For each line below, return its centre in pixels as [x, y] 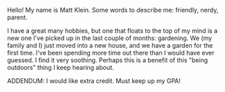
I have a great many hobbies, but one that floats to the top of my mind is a [112, 31]
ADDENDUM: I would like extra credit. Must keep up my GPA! [94, 81]
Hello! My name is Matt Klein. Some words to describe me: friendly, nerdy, [113, 10]
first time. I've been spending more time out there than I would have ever [111, 53]
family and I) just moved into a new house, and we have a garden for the [110, 45]
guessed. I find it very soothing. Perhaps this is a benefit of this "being [108, 60]
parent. [17, 17]
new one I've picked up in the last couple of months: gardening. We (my [110, 38]
